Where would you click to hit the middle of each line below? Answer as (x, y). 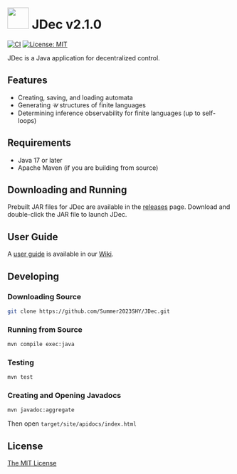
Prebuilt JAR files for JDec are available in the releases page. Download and (119, 207)
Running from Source (45, 329)
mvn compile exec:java (41, 345)
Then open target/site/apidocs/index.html (72, 424)
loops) (27, 120)
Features (27, 81)
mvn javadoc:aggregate (41, 410)
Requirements (39, 143)
